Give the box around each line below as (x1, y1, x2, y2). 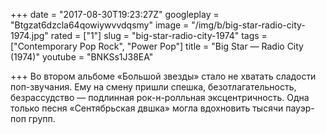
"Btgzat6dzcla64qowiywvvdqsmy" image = (10, 19, 190, 31)
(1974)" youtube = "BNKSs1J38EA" (10, 51, 154, 63)
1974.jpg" (10, 30, 49, 41)
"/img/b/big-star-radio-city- (191, 19, 306, 31)
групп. (28, 113, 56, 124)
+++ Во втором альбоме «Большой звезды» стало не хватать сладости (10, 70, 317, 82)
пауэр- (285, 102, 315, 114)
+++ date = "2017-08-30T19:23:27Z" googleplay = (10, 9, 220, 20)
